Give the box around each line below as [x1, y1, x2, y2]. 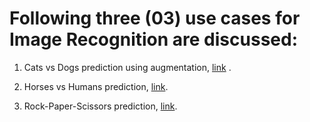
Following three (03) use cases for [9, 7, 301, 30]
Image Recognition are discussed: [9, 28, 298, 51]
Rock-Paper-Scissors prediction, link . [23, 100, 178, 112]
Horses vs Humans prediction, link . [23, 80, 169, 92]
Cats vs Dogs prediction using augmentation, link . [23, 61, 232, 73]
